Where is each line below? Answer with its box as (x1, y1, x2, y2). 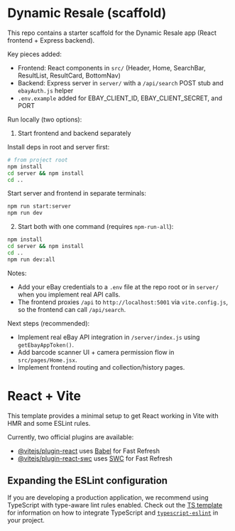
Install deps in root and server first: (7, 142, 110, 151)
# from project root (7, 156, 69, 163)
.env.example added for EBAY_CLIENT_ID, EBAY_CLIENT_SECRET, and (17, 94, 222, 102)
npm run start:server (7, 203, 72, 210)
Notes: (7, 269, 27, 277)
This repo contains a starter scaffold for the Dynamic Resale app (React (7, 28, 217, 37)
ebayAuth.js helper (17, 86, 74, 95)
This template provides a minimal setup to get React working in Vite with (7, 411, 219, 420)
